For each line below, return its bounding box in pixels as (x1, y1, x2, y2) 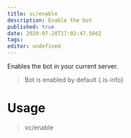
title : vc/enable (7, 10, 58, 18)
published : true (7, 23, 55, 30)
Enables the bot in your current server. (7, 62, 118, 70)
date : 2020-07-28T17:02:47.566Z (7, 29, 102, 37)
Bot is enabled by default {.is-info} (24, 76, 124, 84)
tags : (7, 36, 23, 43)
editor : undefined (7, 43, 61, 50)
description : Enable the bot (7, 17, 92, 24)
